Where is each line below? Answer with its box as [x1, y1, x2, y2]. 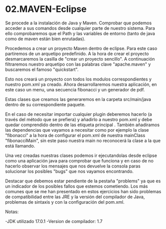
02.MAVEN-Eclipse [5, 3, 87, 15]
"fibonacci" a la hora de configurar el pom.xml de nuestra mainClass [5, 132, 146, 138]
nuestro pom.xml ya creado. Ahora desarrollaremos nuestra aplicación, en [5, 81, 157, 87]
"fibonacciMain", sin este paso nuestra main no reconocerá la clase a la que [5, 138, 161, 144]
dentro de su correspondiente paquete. [5, 101, 86, 107]
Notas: [5, 209, 19, 215]
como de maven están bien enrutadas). [5, 36, 85, 42]
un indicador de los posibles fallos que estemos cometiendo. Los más [5, 183, 148, 189]
